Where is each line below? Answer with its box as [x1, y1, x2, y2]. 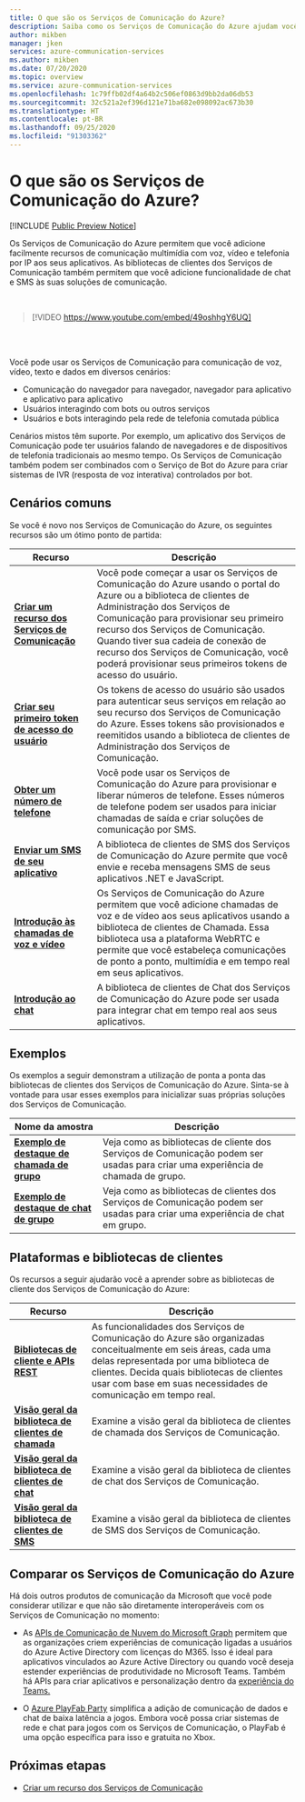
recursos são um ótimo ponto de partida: [9, 529, 162, 540]
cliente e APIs [14, 1355, 75, 1367]
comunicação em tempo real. [91, 1388, 216, 1401]
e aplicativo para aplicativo [22, 393, 123, 405]
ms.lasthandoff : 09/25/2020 [9, 124, 116, 133]
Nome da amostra [15, 1120, 93, 1133]
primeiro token [14, 711, 79, 724]
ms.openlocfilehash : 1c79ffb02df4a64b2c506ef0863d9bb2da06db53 [9, 89, 254, 98]
